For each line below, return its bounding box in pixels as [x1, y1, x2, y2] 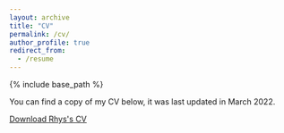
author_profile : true [9, 37, 90, 47]
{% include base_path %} [9, 79, 104, 89]
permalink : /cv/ [9, 29, 70, 38]
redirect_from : [9, 46, 66, 55]
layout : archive [9, 12, 70, 22]
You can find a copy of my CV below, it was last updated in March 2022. [9, 96, 276, 107]
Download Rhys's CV [9, 113, 88, 124]
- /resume [17, 54, 54, 63]
